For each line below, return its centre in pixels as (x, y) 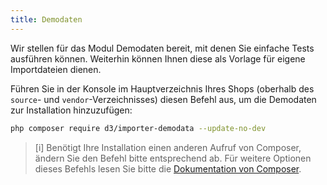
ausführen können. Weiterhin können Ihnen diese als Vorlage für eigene (158, 58)
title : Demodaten (46, 19)
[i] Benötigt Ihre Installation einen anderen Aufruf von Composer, (168, 147)
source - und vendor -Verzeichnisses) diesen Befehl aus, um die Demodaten (163, 99)
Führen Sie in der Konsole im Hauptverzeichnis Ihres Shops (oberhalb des (162, 88)
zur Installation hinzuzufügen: (71, 110)
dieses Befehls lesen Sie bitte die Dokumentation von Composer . (168, 168)
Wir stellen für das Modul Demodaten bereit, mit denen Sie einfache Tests (162, 48)
